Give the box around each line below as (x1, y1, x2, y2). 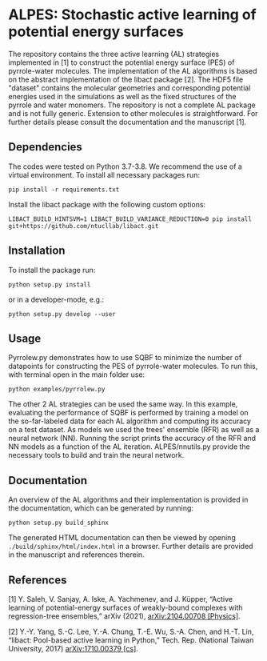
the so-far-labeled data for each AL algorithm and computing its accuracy (8, 416, 252, 426)
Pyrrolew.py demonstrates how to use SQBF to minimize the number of (8, 353, 242, 363)
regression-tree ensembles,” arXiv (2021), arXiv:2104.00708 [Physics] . (8, 611, 241, 621)
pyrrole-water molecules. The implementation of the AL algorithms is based (8, 66, 257, 75)
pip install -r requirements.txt (8, 186, 120, 194)
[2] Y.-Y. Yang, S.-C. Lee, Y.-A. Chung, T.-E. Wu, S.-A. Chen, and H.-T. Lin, (8, 627, 254, 636)
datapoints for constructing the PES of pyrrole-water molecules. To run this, (8, 362, 258, 371)
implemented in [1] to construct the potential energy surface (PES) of (8, 58, 235, 67)
